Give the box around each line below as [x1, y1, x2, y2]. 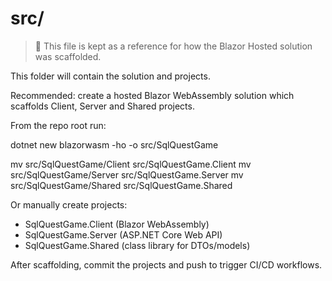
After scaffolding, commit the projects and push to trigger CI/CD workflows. [10, 258, 323, 271]
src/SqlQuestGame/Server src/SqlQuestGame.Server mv [10, 168, 244, 181]
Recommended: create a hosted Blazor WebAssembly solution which [10, 89, 295, 101]
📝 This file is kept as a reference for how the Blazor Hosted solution [34, 40, 313, 52]
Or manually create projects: [10, 198, 128, 211]
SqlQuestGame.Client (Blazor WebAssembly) [24, 218, 210, 230]
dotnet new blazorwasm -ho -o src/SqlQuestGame [10, 138, 219, 151]
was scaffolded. [34, 50, 102, 62]
